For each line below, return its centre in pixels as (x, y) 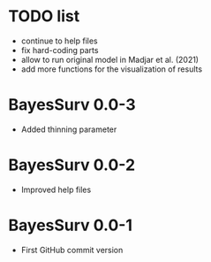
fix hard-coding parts (60, 50)
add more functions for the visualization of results (112, 69)
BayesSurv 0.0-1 (71, 225)
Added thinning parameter (69, 129)
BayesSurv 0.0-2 (72, 165)
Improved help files (56, 189)
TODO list (44, 16)
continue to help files (59, 41)
